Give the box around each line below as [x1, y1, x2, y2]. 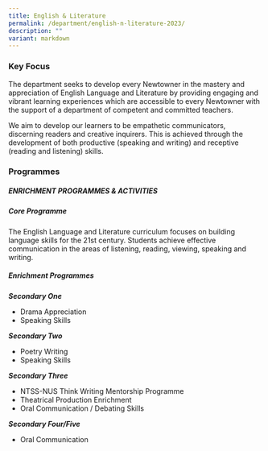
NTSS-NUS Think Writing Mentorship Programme [19, 386, 184, 395]
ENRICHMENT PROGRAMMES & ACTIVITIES [8, 186, 159, 196]
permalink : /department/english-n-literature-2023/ [8, 19, 185, 27]
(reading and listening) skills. [8, 146, 104, 155]
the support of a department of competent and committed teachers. [8, 105, 233, 114]
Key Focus [8, 61, 51, 72]
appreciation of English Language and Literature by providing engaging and [8, 88, 259, 97]
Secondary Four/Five [8, 419, 80, 428]
